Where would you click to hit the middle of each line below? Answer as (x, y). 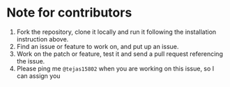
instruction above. (43, 39)
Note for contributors (69, 13)
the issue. (31, 61)
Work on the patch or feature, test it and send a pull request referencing (120, 54)
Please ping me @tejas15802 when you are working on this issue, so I (115, 68)
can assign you (38, 76)
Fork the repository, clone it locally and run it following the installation (116, 32)
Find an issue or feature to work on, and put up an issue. (98, 46)
